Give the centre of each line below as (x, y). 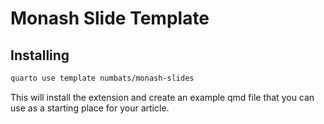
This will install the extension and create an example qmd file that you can (162, 97)
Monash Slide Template (110, 18)
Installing (40, 55)
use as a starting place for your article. (90, 108)
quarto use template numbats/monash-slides (102, 78)
